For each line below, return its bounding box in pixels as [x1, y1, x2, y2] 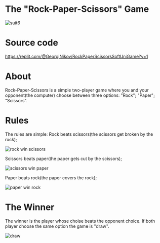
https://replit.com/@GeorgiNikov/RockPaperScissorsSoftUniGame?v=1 [5, 53, 148, 59]
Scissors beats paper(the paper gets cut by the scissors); [5, 156, 122, 162]
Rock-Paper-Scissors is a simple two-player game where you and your [5, 87, 149, 93]
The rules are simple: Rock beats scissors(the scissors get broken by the [5, 131, 153, 137]
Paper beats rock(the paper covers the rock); [5, 174, 97, 181]
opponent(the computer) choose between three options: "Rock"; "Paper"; [5, 92, 155, 98]
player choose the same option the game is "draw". [5, 223, 110, 229]
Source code [5, 37, 58, 48]
